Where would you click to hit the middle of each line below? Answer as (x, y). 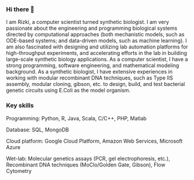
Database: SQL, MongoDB (37, 129)
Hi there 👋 (20, 9)
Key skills (20, 106)
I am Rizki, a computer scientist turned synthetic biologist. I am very (88, 22)
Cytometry (19, 171)
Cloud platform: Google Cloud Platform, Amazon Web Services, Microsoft (94, 141)
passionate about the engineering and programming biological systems (92, 28)
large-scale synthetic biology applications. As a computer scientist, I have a (97, 59)
